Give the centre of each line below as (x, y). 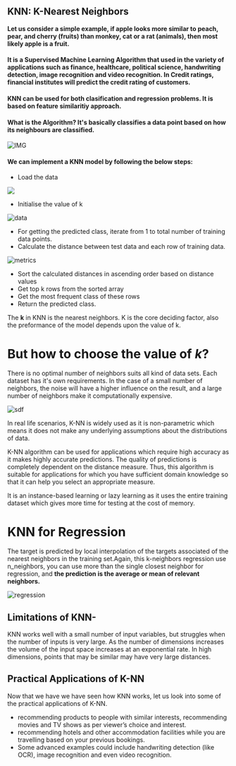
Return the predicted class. (57, 304)
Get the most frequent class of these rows (79, 297)
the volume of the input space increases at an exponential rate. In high (110, 649)
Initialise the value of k (50, 204)
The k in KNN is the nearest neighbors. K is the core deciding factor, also (113, 318)
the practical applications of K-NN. (57, 703)
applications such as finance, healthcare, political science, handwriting (114, 67)
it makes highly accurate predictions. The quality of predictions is (102, 459)
